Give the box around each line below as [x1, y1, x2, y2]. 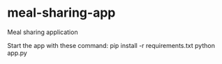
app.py [7, 49, 28, 57]
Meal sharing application [7, 28, 78, 36]
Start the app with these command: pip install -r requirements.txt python [7, 41, 215, 49]
